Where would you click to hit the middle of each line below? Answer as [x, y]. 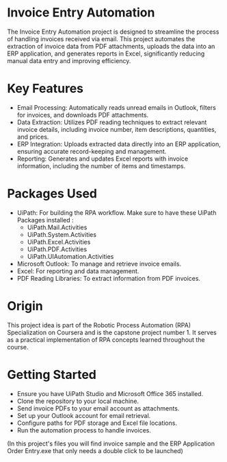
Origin [25, 306]
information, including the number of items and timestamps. [101, 165]
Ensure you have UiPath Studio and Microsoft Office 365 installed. [110, 393]
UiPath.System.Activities [62, 234]
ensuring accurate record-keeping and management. [92, 151]
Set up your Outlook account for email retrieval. [84, 415]
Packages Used [52, 194]
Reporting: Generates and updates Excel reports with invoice [103, 159]
